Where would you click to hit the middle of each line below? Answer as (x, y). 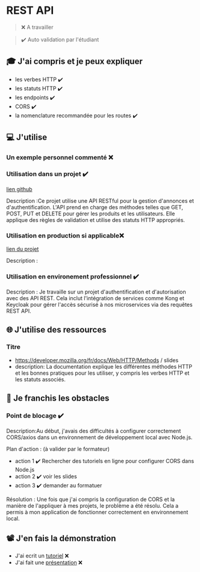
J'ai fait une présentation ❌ (48, 562)
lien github (19, 189)
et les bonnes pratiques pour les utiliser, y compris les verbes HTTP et (102, 373)
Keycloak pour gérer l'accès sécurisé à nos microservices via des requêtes (99, 304)
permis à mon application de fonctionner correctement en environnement (97, 512)
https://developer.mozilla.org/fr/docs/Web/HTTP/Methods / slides (97, 360)
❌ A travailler (37, 27)
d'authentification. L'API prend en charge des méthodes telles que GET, (95, 208)
